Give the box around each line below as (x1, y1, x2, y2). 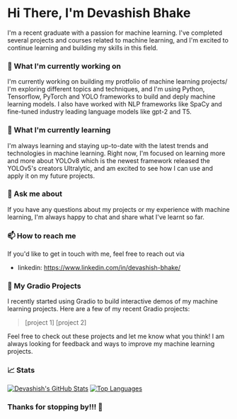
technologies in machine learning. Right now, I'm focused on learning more (7, 149, 226, 157)
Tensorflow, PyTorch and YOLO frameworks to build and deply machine (7, 92, 216, 101)
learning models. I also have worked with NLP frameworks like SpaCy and (7, 100, 223, 108)
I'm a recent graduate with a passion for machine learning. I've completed (7, 28, 223, 37)
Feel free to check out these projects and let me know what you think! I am (7, 332, 225, 341)
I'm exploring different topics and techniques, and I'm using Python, (7, 85, 205, 94)
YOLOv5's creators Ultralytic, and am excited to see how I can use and (7, 164, 214, 172)
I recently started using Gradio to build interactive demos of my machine (7, 297, 218, 306)
